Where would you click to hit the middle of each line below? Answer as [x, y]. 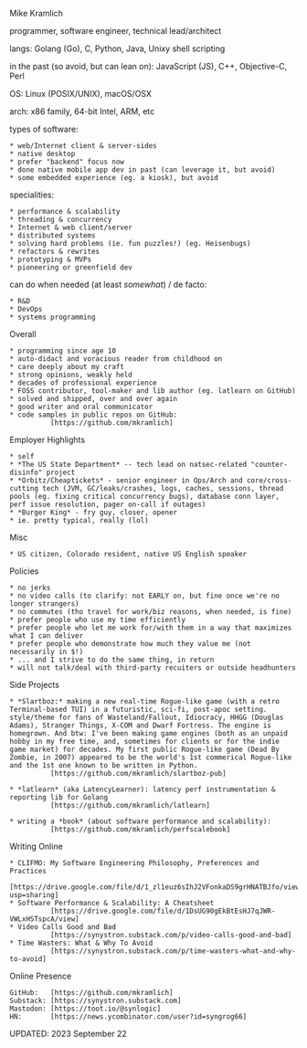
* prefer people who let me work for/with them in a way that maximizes [151, 628]
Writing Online [37, 846]
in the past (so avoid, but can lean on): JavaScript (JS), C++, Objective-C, [148, 66]
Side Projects [34, 685]
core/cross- [269, 481]
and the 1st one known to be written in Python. [104, 766]
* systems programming [53, 317]
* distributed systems [53, 236]
